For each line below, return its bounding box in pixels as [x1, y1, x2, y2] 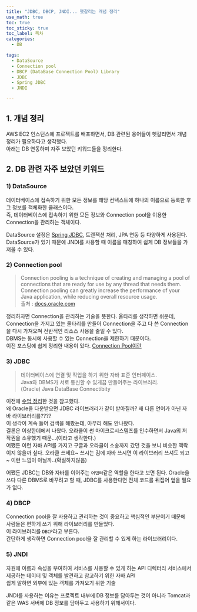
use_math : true [6, 14, 44, 20]
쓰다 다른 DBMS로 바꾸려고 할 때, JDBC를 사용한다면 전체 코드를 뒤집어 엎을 [6, 476, 181, 484]
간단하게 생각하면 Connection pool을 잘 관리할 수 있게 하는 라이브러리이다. [6, 535, 178, 542]
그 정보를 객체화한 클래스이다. [6, 204, 74, 211]
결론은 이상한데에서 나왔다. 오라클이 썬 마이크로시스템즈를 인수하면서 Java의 [6, 427, 181, 434]
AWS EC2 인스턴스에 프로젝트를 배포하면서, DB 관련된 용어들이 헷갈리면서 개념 [6, 130, 187, 138]
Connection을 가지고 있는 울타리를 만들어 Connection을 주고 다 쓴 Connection [6, 320, 189, 327]
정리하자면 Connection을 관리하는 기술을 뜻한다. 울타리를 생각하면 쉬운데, [6, 312, 175, 319]
